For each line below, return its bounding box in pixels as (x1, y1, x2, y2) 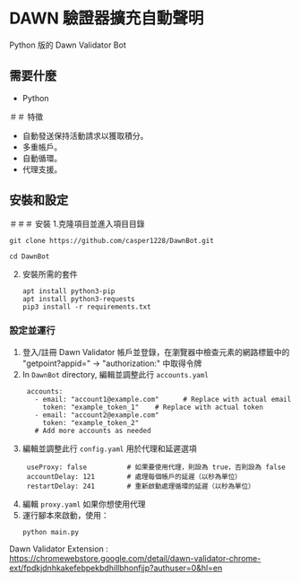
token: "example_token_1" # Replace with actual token (42, 403, 264, 412)
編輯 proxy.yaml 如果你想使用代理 (21, 499, 146, 509)
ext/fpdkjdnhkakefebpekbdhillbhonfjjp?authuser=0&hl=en (9, 562, 223, 573)
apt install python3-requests (21, 294, 136, 303)
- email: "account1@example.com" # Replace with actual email (34, 395, 292, 404)
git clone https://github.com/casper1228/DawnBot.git (9, 236, 215, 245)
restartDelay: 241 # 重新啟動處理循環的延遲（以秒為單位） (26, 482, 255, 491)
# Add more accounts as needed (34, 426, 151, 435)
